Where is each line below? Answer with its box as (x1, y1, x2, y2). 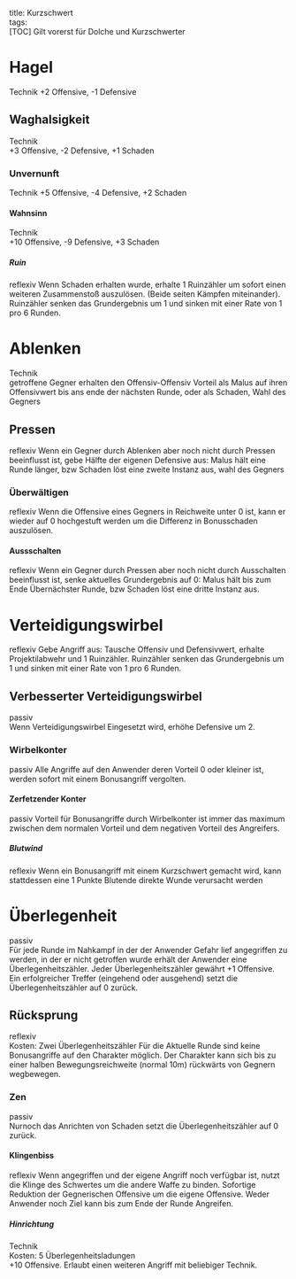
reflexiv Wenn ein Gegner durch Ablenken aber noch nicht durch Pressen (9, 445, 276, 455)
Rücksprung (9, 1008, 79, 1023)
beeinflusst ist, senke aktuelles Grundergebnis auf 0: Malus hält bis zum (9, 575, 271, 585)
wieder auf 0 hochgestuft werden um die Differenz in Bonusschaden (9, 515, 258, 526)
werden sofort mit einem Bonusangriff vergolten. (9, 773, 186, 784)
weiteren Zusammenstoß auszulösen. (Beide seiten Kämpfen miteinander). (9, 289, 281, 299)
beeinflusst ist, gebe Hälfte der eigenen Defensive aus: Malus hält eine (9, 454, 267, 465)
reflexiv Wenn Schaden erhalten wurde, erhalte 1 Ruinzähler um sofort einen (9, 279, 286, 291)
